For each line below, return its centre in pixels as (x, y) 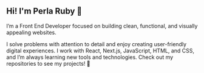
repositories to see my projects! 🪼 (48, 63)
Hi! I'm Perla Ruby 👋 (44, 11)
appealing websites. (31, 32)
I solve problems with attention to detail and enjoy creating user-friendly (97, 44)
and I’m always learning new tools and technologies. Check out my (90, 57)
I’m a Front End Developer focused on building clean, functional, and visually (102, 26)
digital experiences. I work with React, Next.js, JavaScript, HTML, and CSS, (100, 50)
